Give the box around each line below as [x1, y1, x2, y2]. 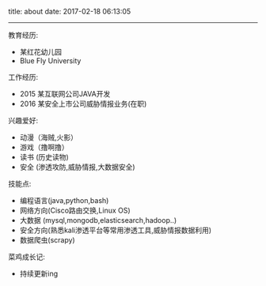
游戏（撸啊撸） [19, 142, 69, 152]
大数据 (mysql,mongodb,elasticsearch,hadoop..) [19, 216, 177, 224]
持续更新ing [19, 269, 59, 278]
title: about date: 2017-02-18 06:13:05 [8, 7, 131, 16]
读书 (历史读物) [19, 152, 69, 161]
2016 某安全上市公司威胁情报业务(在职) [19, 99, 147, 108]
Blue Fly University [19, 56, 82, 66]
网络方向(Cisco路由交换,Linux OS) [19, 205, 131, 215]
